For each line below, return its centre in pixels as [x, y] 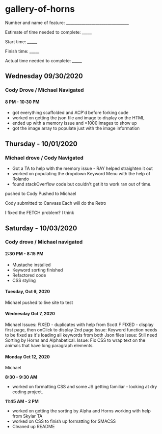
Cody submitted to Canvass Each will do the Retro [56, 203]
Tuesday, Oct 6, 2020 [27, 292]
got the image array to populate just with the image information [76, 128]
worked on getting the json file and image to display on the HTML [78, 118]
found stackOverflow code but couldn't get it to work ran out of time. [82, 184]
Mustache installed [31, 265]
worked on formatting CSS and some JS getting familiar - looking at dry [84, 387]
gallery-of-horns [40, 9]
